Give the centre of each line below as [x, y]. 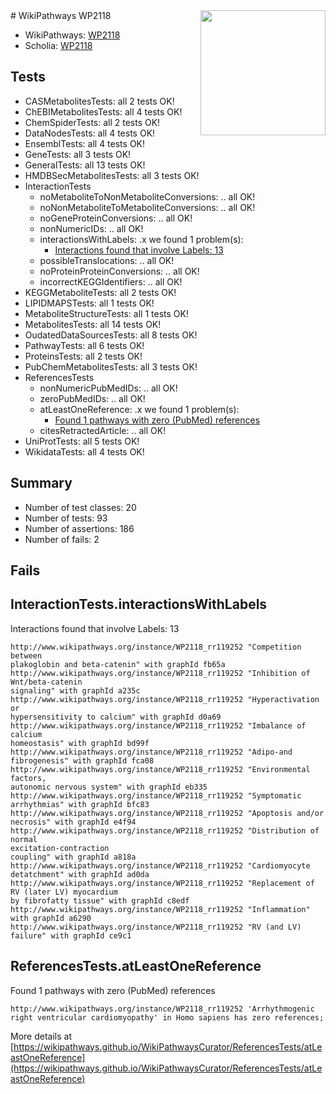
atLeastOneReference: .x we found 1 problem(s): [139, 409]
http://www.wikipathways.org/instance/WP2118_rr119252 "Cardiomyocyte [160, 865]
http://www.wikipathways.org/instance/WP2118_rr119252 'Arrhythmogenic [162, 1009]
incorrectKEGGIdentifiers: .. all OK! [111, 281]
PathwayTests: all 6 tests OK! [84, 345]
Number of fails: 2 [62, 539]
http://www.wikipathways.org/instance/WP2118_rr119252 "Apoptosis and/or [167, 813]
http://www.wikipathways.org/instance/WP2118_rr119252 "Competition [156, 647]
